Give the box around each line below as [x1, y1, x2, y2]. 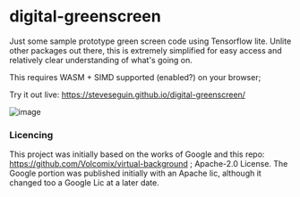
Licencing [9, 128, 54, 141]
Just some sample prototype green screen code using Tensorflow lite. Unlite [9, 36, 292, 46]
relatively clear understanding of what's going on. [9, 54, 193, 65]
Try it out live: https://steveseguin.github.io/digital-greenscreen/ [9, 89, 246, 100]
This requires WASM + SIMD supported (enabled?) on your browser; [9, 71, 261, 82]
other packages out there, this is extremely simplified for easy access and [9, 45, 282, 55]
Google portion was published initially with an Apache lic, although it [9, 168, 261, 179]
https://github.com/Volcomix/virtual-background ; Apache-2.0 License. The [9, 159, 288, 169]
